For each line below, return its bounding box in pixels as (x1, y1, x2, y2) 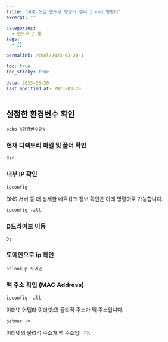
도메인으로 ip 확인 (6, 251, 54, 259)
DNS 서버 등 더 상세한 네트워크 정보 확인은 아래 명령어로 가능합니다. (6, 195, 163, 202)
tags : (6, 36, 20, 42)
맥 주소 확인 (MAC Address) (6, 281, 85, 289)
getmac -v (6, 318, 31, 324)
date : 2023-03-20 (6, 80, 49, 86)
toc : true (6, 63, 31, 69)
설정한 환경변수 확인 (6, 109, 75, 119)
